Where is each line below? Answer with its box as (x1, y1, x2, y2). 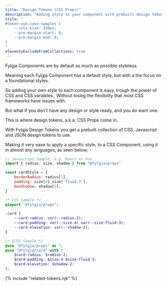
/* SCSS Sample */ (5, 238, 43, 244)
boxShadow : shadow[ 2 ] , (14, 184, 61, 189)
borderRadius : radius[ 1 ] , (14, 175, 68, 180)
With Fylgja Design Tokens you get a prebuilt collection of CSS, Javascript (5, 126, 157, 132)
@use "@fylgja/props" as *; (5, 243, 64, 248)
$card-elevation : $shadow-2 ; (14, 262, 75, 267)
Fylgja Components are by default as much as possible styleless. (5, 63, 138, 69)
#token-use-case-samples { (5, 21, 61, 26)
